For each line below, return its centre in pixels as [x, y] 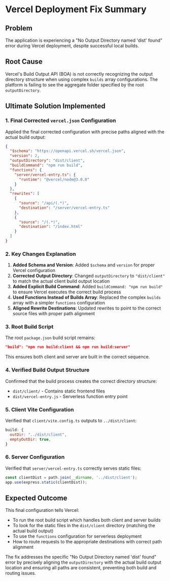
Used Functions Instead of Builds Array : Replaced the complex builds [87, 297]
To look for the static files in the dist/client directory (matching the [84, 526]
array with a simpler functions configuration [59, 303]
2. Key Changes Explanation [41, 254]
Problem [19, 28]
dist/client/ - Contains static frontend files [59, 391]
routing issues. [21, 573]
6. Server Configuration [35, 457]
